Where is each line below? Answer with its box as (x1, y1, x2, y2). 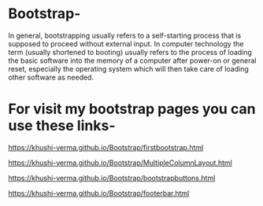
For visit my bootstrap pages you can (8, 100, 256, 118)
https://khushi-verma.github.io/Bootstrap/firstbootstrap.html (8, 142, 204, 152)
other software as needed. (8, 72, 94, 82)
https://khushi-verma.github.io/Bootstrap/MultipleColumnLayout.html (8, 158, 232, 167)
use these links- (8, 117, 116, 134)
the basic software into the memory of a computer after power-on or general (8, 56, 257, 65)
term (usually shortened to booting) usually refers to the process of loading (8, 47, 252, 57)
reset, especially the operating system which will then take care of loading (8, 64, 250, 73)
